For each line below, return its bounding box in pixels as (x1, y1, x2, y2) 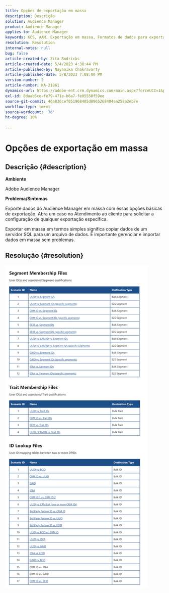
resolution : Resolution (5, 40, 55, 45)
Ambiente (5, 176, 27, 182)
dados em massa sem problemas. (5, 237, 75, 243)
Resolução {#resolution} (5, 251, 84, 260)
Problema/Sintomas (5, 196, 48, 202)
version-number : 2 (5, 77, 44, 83)
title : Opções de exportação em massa (5, 8, 87, 13)
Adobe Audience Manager (5, 186, 60, 192)
